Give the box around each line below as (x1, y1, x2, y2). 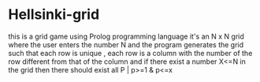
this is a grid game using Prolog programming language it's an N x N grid (8, 32, 244, 41)
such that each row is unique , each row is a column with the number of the (8, 48, 253, 58)
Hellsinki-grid (8, 6, 100, 24)
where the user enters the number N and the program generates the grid (8, 39, 244, 49)
